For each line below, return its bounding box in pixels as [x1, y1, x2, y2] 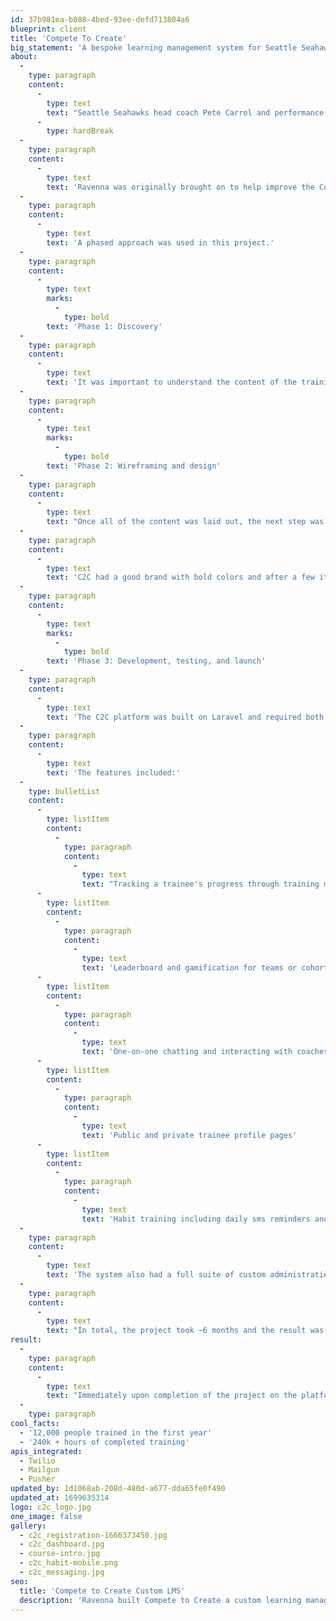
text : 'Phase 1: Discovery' [46, 321, 163, 331]
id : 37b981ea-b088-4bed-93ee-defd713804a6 [10, 14, 190, 25]
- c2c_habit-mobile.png [19, 1558, 118, 1568]
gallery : [10, 1521, 47, 1531]
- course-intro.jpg [19, 1549, 101, 1559]
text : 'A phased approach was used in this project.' [46, 237, 275, 248]
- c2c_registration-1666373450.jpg [19, 1530, 168, 1540]
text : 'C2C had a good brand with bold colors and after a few [46, 572, 315, 583]
